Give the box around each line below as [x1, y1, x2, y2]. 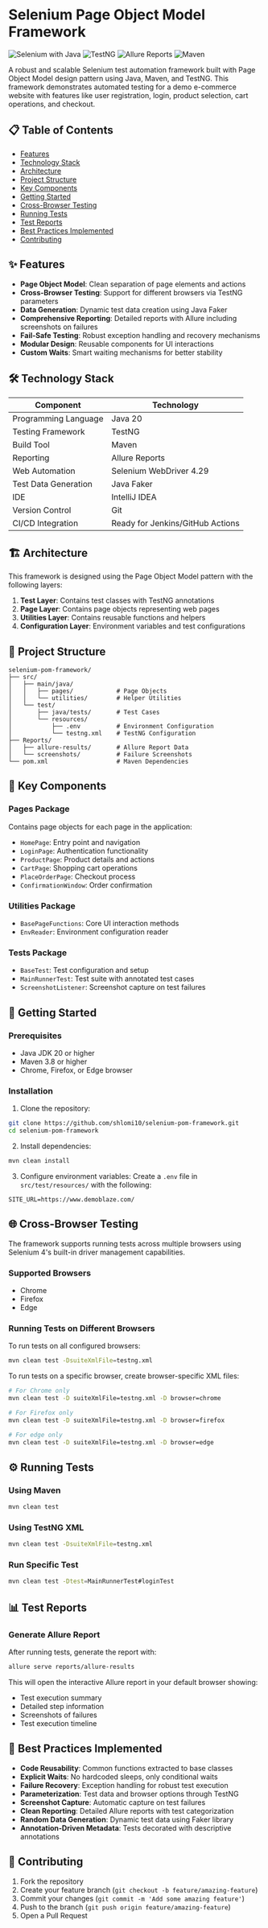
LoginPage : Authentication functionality [19, 846, 149, 855]
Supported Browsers [8, 1267, 91, 1279]
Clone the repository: [19, 1104, 91, 1114]
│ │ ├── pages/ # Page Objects [8, 687, 167, 695]
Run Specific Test [8, 1559, 79, 1571]
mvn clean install [8, 1157, 70, 1165]
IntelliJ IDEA [111, 492, 157, 503]
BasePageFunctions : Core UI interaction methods [19, 918, 179, 928]
